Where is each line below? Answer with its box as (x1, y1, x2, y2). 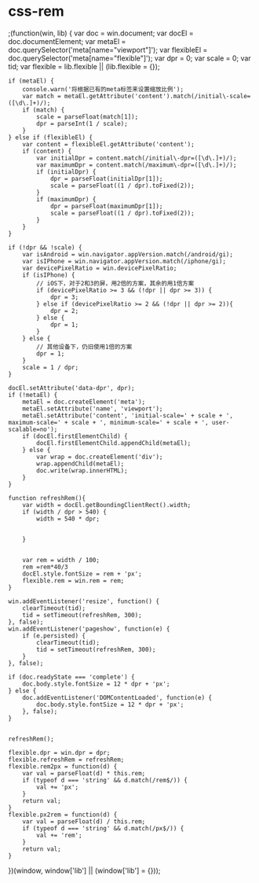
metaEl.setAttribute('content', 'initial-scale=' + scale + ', (22, 411, 234, 419)
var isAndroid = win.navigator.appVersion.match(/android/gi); (22, 250, 234, 258)
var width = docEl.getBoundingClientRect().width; (22, 501, 192, 509)
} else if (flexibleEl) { (8, 133, 93, 142)
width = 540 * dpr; (36, 514, 100, 523)
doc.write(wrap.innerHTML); (36, 466, 128, 474)
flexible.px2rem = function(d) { (8, 811, 118, 819)
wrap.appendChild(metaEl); (36, 459, 125, 468)
